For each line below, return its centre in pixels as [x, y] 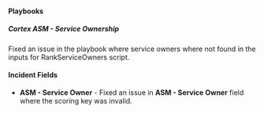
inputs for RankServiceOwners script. [69, 57]
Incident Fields [33, 75]
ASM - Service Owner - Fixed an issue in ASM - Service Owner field [132, 92]
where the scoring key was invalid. [76, 100]
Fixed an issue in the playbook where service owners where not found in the [132, 49]
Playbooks [26, 11]
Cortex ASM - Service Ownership [64, 29]
